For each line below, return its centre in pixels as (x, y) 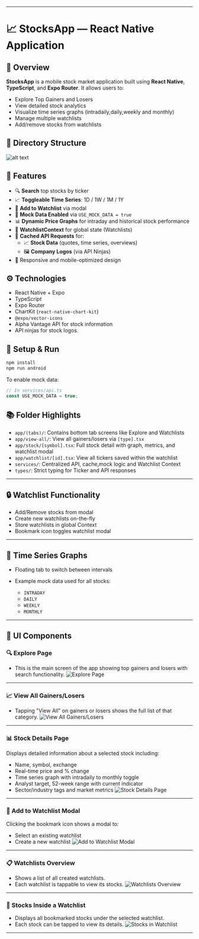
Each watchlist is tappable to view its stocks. (69, 884)
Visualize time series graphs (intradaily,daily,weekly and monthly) (94, 112)
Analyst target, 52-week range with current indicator (79, 784)
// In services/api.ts (34, 390)
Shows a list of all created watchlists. (60, 878)
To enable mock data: (33, 379)
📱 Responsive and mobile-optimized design (68, 260)
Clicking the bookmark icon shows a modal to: (62, 823)
